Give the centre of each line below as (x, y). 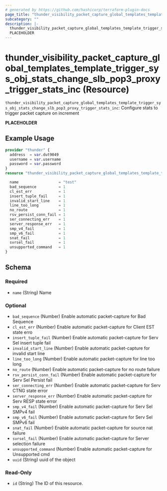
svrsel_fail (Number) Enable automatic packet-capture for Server (81, 438)
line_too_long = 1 (38, 205)
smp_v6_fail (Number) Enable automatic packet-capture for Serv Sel (83, 417)
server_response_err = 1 (38, 224)
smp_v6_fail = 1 (38, 233)
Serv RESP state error (35, 401)
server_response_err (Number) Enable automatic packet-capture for (82, 396)
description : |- (22, 24)
